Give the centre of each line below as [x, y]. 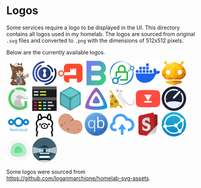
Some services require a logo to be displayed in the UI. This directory [93, 27]
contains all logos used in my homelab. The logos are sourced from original [101, 34]
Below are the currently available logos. [56, 52]
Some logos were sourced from [46, 172]
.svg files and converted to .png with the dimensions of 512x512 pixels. [95, 40]
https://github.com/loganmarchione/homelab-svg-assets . [79, 178]
